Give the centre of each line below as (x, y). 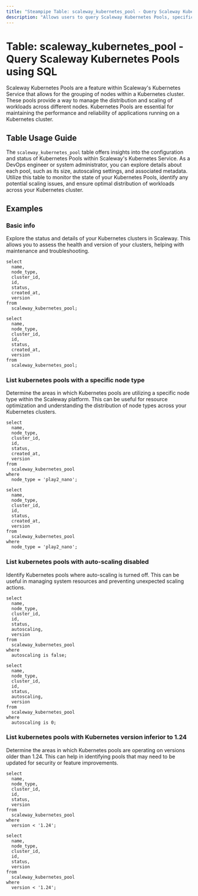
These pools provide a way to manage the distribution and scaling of (89, 101)
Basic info (21, 225)
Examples (24, 209)
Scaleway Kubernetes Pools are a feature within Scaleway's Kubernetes (93, 88)
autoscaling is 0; (34, 723)
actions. (16, 587)
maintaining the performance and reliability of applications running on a (93, 113)
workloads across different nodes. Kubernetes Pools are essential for (90, 107)
